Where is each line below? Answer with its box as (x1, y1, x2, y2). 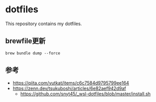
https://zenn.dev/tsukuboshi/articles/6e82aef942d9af (12, 85, 126, 91)
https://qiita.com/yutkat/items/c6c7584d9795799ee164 (12, 79, 129, 86)
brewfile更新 (5, 37, 46, 46)
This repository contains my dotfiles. (5, 21, 82, 27)
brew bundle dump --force (5, 50, 60, 56)
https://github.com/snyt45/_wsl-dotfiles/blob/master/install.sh (20, 91, 151, 97)
